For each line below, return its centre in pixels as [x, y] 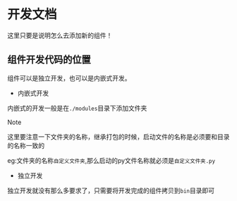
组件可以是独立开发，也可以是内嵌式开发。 [69, 78]
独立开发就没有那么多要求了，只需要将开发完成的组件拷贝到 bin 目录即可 [111, 190]
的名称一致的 [26, 145]
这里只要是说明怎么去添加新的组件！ [60, 35]
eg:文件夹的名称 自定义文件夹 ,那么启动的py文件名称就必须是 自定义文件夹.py [111, 160]
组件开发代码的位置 [49, 60]
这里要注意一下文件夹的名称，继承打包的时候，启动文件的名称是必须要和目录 [119, 136]
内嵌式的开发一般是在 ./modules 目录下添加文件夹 [77, 108]
